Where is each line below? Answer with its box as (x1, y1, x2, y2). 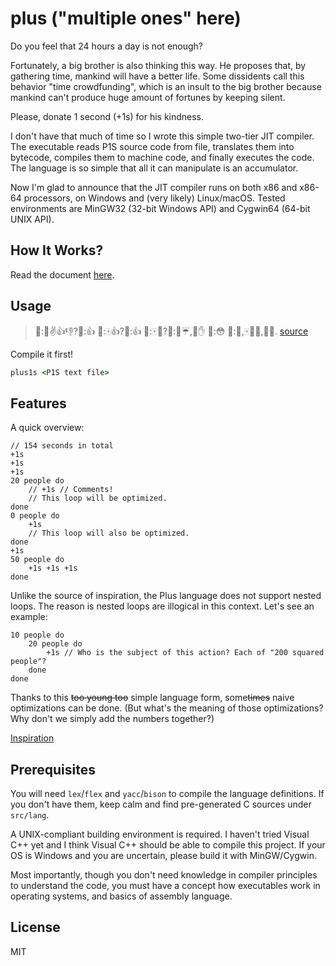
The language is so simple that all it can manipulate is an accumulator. (10, 162, 299, 174)
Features (10, 395, 67, 412)
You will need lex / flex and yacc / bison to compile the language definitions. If (10, 788, 325, 800)
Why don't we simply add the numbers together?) (10, 713, 215, 725)
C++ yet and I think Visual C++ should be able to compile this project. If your (10, 839, 326, 851)
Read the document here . (10, 268, 115, 281)
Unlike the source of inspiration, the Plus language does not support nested (10, 590, 322, 602)
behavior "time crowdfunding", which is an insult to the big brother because (10, 80, 322, 92)
